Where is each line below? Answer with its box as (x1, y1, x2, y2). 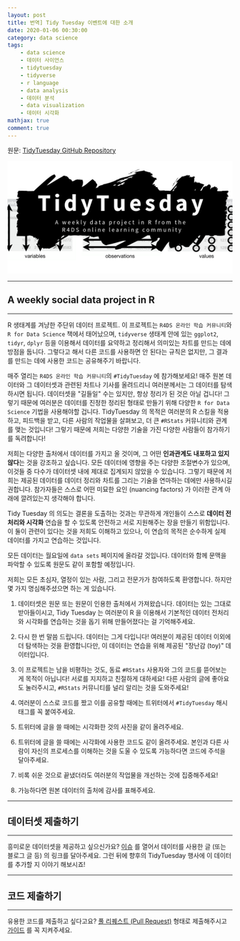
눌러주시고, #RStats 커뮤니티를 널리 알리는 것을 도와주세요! (25, 683, 189, 692)
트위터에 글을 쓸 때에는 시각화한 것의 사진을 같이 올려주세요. (17, 722, 184, 731)
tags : (7, 41, 24, 49)
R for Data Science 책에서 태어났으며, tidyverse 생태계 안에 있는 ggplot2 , (7, 329, 219, 338)
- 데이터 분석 (20, 94, 55, 101)
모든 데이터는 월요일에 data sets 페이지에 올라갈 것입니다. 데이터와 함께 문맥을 (7, 551, 227, 559)
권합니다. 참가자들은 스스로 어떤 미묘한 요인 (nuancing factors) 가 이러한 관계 (7, 484, 224, 493)
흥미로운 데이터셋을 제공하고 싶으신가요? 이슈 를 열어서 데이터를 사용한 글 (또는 (7, 842, 226, 851)
